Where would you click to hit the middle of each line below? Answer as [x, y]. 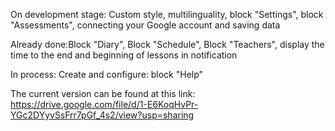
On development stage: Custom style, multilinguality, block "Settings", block [167, 14]
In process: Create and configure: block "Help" [107, 74]
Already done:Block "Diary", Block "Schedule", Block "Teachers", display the [167, 44]
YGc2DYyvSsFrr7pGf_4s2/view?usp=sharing [102, 115]
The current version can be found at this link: [103, 93]
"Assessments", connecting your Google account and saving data [145, 25]
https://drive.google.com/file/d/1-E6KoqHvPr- [104, 104]
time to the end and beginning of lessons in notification [124, 55]
